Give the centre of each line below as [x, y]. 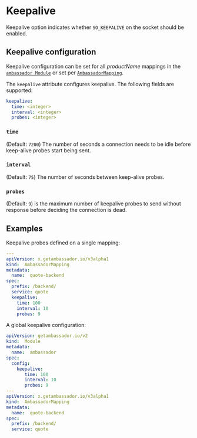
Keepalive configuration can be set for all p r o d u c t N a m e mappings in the [94, 66]
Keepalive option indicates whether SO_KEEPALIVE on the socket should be [95, 27]
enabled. [17, 33]
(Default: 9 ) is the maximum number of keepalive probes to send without [94, 204]
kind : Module [24, 341]
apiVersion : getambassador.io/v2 [47, 336]
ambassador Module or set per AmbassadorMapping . [65, 73]
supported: [19, 90]
